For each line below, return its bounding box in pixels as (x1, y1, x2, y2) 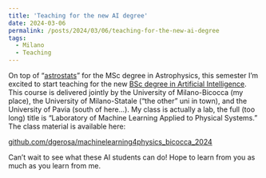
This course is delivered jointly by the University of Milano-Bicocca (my (8, 88, 244, 97)
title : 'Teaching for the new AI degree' (8, 11, 149, 20)
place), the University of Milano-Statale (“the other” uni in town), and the (8, 97, 248, 105)
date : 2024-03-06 (8, 19, 66, 27)
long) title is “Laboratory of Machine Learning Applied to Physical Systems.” (8, 113, 258, 122)
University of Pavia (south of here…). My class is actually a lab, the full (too (8, 105, 256, 114)
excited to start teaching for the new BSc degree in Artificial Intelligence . (8, 79, 247, 89)
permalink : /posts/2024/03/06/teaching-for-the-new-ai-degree (8, 26, 220, 34)
